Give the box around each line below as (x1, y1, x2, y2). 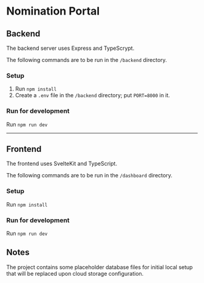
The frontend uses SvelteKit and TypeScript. (6, 160, 117, 168)
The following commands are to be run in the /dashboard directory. (6, 172, 173, 179)
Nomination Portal (6, 4, 100, 18)
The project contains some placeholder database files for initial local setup (6, 263, 193, 271)
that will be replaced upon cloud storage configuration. (6, 270, 144, 277)
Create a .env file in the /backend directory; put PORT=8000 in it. (15, 92, 170, 99)
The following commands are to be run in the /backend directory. (6, 56, 167, 63)
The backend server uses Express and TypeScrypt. (6, 44, 135, 52)
